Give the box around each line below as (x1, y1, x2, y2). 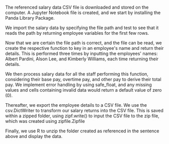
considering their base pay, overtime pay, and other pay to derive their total (5, 77, 162, 82)
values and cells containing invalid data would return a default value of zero (5, 87, 162, 93)
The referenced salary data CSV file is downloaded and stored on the (5, 5, 149, 10)
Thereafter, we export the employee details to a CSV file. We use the (5, 102, 147, 108)
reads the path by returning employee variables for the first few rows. (5, 30, 149, 36)
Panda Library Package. (5, 15, 55, 21)
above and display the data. (5, 133, 63, 139)
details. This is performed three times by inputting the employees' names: (5, 50, 158, 56)
